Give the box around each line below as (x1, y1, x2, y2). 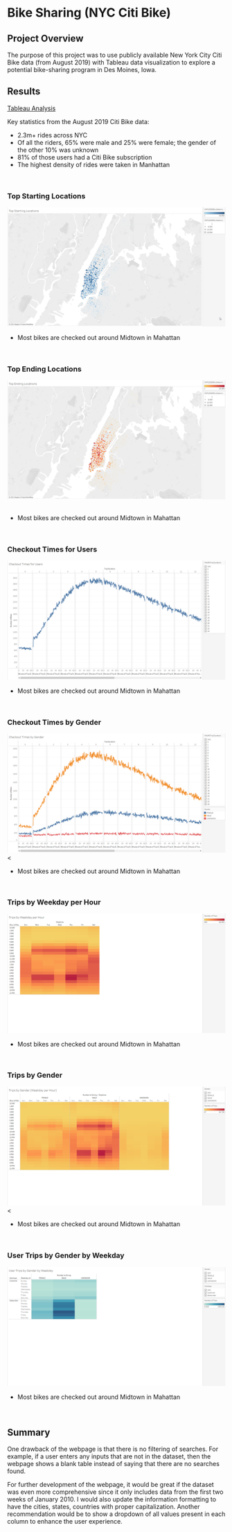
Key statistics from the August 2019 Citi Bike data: (7, 117, 150, 126)
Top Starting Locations (7, 191, 86, 200)
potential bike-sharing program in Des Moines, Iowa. (7, 66, 157, 74)
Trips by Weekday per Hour (7, 897, 101, 907)
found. (7, 1467, 26, 1475)
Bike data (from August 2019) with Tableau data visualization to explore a (7, 58, 216, 67)
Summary (7, 1427, 51, 1438)
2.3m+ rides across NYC (17, 130, 88, 139)
